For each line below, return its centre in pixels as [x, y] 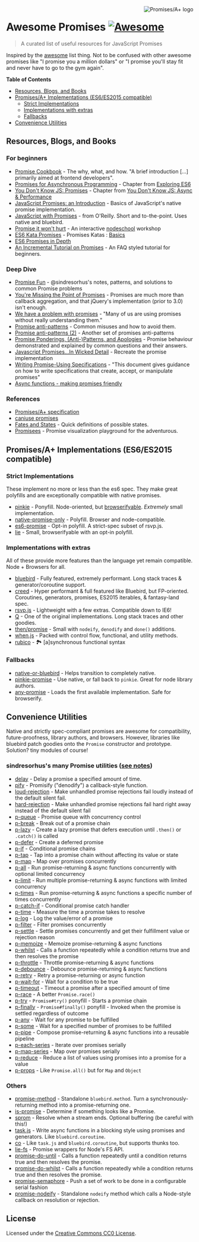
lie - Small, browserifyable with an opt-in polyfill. [74, 532]
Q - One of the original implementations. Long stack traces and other [99, 617]
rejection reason [35, 937]
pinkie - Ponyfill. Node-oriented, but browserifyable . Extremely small [99, 507]
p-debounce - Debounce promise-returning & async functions [91, 969]
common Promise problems [48, 288]
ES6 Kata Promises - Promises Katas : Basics [70, 234]
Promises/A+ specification [47, 412]
